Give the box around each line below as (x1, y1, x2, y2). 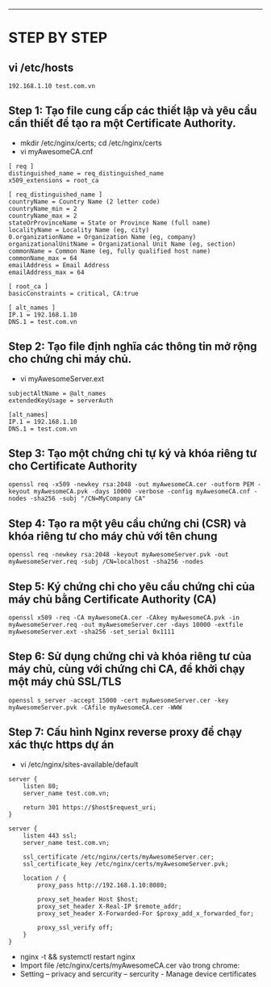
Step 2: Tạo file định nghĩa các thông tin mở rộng (8, 340, 257, 354)
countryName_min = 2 (8, 204, 78, 212)
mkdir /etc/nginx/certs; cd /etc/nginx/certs (19, 138, 163, 148)
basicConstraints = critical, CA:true (8, 289, 139, 297)
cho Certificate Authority (8, 460, 138, 473)
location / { (23, 874, 67, 882)
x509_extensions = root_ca (8, 176, 99, 184)
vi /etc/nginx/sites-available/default (19, 759, 139, 769)
